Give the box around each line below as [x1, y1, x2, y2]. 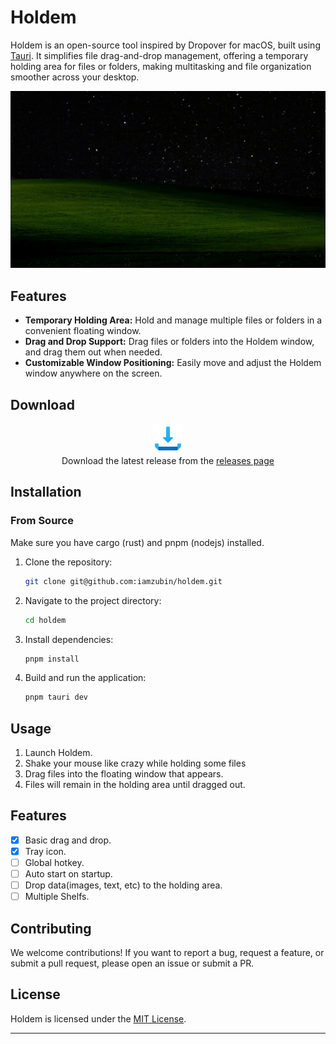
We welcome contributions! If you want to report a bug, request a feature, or [10, 947, 325, 959]
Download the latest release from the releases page [61, 455, 275, 467]
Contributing [10, 920, 92, 937]
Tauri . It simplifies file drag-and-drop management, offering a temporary [10, 49, 309, 61]
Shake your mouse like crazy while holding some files [24, 757, 247, 770]
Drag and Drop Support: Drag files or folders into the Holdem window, [24, 336, 315, 348]
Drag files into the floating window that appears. [24, 768, 224, 780]
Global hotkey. [24, 857, 85, 868]
